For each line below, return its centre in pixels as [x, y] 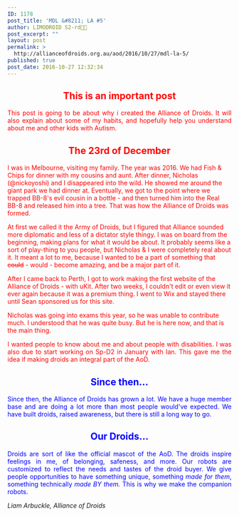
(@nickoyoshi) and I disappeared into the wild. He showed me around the [115, 183]
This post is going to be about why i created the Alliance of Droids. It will [119, 113]
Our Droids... [119, 437]
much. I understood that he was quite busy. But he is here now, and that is [116, 323]
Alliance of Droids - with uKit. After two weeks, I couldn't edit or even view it [119, 287]
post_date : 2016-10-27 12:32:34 [55, 67]
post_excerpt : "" [33, 34]
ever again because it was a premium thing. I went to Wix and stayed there [117, 294]
